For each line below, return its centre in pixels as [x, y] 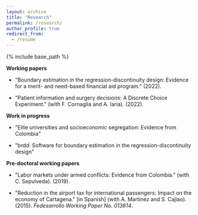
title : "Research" [29, 17]
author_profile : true [33, 28]
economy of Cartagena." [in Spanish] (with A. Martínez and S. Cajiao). [100, 199]
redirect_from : [25, 34]
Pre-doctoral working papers [43, 163]
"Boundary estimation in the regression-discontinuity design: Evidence [102, 80]
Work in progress [28, 116]
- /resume [24, 40]
